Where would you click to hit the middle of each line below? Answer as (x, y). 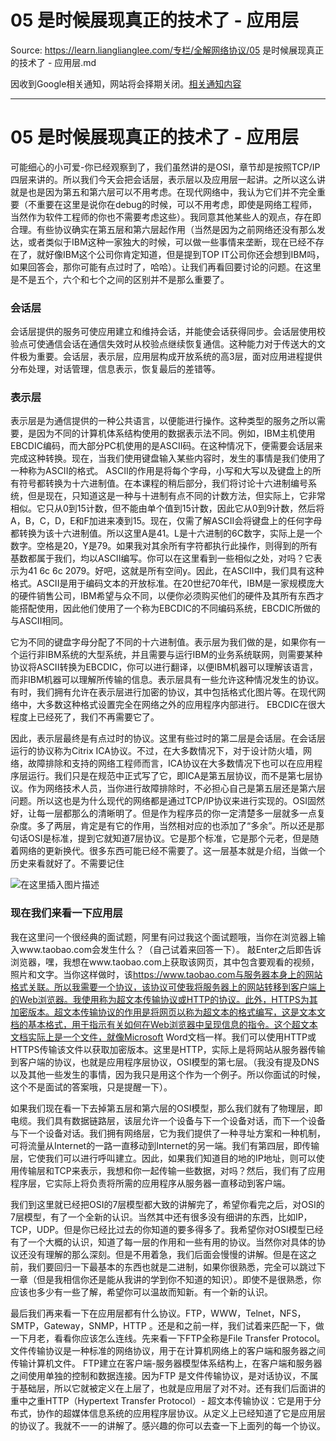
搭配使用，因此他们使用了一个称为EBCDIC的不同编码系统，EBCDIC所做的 (169, 608)
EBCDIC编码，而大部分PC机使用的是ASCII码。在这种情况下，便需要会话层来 (166, 446)
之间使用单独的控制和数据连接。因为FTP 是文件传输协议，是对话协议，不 (160, 1375)
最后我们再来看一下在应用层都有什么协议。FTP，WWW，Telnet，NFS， (158, 1313)
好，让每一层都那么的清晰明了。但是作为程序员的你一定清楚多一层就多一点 (163, 813)
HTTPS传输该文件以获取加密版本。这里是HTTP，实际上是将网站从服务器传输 (168, 1049)
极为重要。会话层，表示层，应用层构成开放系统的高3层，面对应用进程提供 (170, 357)
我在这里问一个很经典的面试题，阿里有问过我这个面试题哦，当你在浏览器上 (163, 937)
